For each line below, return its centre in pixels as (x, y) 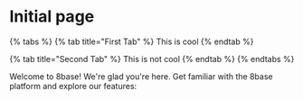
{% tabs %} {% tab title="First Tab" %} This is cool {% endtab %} (132, 41)
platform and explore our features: (73, 86)
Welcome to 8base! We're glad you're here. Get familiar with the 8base (141, 76)
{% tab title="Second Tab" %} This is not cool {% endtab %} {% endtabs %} (152, 59)
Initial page (52, 17)
